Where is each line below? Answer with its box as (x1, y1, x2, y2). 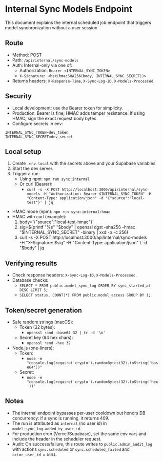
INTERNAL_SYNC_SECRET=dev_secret (5, 134, 73, 139)
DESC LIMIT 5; (19, 288, 48, 293)
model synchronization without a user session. (5, 24, 99, 30)
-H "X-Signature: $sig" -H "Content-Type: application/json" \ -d (19, 240, 147, 246)
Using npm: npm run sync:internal (19, 176, 90, 182)
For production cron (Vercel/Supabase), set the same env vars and (12, 431, 146, 437)
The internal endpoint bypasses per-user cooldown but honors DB (12, 410, 145, 416)
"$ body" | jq (19, 245, 44, 251)
